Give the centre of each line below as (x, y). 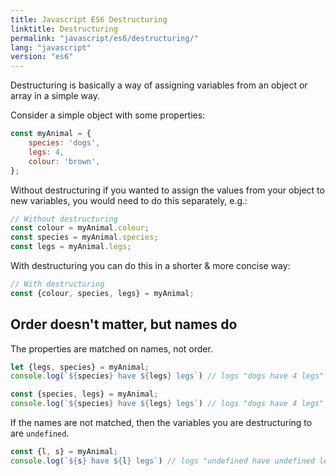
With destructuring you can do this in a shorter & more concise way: (150, 265)
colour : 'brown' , (64, 161)
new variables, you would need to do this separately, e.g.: (129, 200)
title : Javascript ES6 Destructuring (89, 19)
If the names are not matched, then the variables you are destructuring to (161, 423)
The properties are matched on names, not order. (111, 348)
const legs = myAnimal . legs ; (71, 247)
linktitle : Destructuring (64, 29)
